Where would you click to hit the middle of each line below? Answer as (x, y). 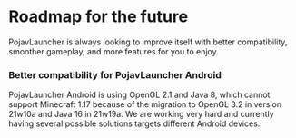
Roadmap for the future (98, 17)
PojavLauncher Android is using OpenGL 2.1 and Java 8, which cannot (139, 95)
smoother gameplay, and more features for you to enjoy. (113, 51)
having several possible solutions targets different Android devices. (134, 123)
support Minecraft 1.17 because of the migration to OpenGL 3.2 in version (145, 104)
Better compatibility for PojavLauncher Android (115, 74)
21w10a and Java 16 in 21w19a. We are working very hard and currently (141, 114)
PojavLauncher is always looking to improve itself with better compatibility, (148, 42)
